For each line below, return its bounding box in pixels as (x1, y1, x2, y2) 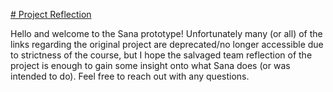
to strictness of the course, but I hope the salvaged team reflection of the (10, 49, 313, 61)
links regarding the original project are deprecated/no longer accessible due (10, 39, 324, 50)
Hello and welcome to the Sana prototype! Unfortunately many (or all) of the (10, 28, 323, 39)
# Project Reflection (10, 9, 92, 20)
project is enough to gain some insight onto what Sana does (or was (10, 60, 291, 71)
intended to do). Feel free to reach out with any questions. (10, 70, 250, 82)
